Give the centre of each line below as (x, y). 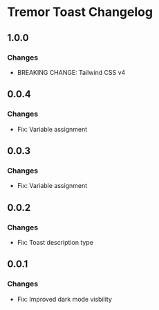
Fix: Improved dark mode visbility (65, 299)
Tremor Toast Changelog (80, 12)
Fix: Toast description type (55, 242)
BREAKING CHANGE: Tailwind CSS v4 (71, 72)
